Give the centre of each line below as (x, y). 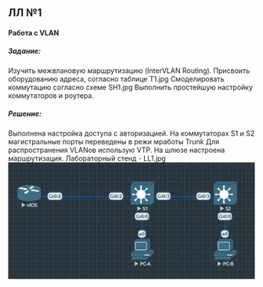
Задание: (25, 51)
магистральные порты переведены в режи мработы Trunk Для (114, 141)
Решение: (25, 114)
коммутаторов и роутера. (51, 95)
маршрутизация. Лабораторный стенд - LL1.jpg (87, 158)
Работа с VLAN (34, 33)
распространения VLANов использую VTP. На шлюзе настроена (117, 150)
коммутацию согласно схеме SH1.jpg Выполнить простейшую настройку (130, 87)
